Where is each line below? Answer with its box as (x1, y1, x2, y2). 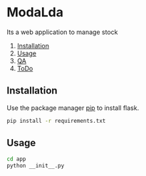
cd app (6, 155, 26, 163)
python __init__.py (6, 163, 65, 170)
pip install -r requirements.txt (6, 117, 106, 124)
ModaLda (6, 4, 63, 21)
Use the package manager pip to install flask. (6, 104, 140, 112)
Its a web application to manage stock (6, 28, 118, 36)
